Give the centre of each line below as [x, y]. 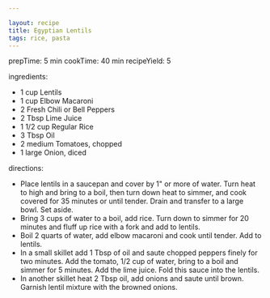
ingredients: [28, 77]
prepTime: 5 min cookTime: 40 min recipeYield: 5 [90, 61]
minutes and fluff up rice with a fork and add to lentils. [110, 227]
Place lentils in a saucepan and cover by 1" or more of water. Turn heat [138, 184]
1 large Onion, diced [53, 153]
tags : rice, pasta [39, 38]
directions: [26, 168]
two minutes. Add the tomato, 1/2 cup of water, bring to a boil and [129, 262]
